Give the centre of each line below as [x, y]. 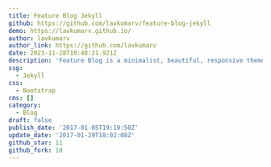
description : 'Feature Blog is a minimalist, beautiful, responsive [126, 61]
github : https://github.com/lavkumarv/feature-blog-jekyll [110, 23]
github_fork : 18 [35, 150]
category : [25, 105]
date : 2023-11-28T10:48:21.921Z [63, 53]
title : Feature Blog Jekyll [56, 16]
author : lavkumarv [39, 38]
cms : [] [21, 98]
